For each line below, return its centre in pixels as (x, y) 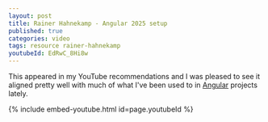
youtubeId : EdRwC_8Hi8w (48, 53)
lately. (18, 93)
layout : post (30, 16)
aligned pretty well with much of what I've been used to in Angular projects (133, 85)
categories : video (39, 38)
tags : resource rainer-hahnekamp (65, 46)
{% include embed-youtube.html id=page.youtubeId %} (101, 109)
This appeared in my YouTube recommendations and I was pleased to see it (134, 76)
